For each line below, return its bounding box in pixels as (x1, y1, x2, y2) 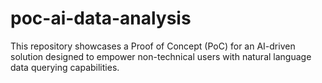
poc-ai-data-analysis (10, 7, 192, 30)
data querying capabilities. (10, 61, 120, 73)
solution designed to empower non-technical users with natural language (10, 50, 312, 62)
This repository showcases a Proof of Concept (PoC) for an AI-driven (10, 40, 296, 52)
